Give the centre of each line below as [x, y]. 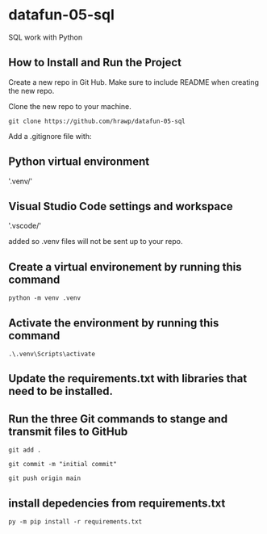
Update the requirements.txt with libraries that [128, 378]
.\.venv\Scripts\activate [52, 354]
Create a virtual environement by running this [125, 267]
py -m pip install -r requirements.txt [75, 522]
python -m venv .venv [45, 298]
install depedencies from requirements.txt [117, 503]
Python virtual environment [79, 162]
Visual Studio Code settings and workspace [121, 206]
